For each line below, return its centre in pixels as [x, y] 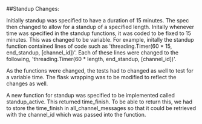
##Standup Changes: [33, 9]
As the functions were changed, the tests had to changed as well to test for [100, 71]
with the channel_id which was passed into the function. [76, 115]
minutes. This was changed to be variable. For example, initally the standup [100, 40]
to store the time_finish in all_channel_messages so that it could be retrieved [101, 108]
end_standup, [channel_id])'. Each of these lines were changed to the [93, 53]
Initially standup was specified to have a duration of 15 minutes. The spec [98, 20]
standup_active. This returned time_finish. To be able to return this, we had [99, 102]
